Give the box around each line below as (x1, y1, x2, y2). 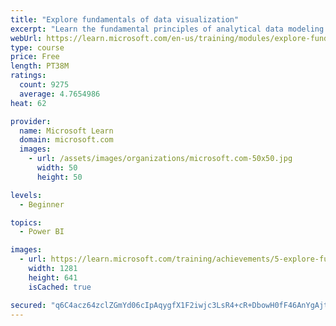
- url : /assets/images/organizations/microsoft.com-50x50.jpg (28, 154, 293, 164)
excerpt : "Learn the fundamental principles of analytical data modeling (10, 24, 325, 34)
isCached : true (28, 282, 92, 292)
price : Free (10, 52, 60, 62)
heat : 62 (10, 98, 47, 108)
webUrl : (10, 33, 43, 43)
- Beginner (19, 199, 65, 210)
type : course (10, 42, 65, 53)
